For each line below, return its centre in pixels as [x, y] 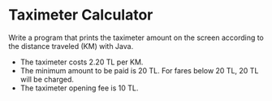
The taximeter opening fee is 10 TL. [79, 88]
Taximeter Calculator [81, 15]
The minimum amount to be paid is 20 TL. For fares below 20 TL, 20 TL [139, 70]
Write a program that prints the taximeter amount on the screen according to [136, 37]
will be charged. [47, 79]
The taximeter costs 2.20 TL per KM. [82, 62]
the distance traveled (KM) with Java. [71, 46]
